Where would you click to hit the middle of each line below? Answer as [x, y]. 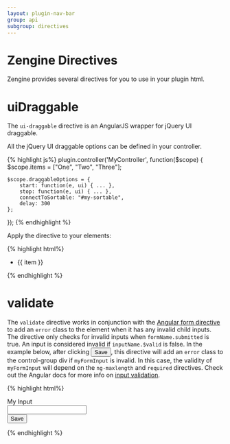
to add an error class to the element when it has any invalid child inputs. [109, 329]
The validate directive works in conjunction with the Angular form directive [114, 323]
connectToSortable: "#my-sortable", [72, 198]
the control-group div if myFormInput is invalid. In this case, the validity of [110, 360]
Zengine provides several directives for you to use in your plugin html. [106, 79]
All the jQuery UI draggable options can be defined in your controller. [105, 147]
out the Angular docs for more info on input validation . [83, 375]
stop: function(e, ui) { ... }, [66, 192]
